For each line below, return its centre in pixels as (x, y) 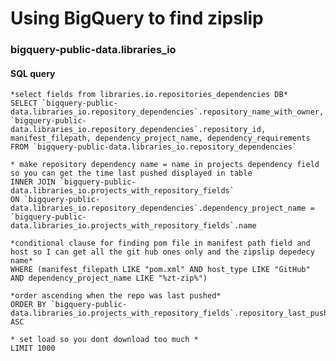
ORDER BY (28, 305)
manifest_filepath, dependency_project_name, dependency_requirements (160, 138)
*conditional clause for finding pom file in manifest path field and (160, 243)
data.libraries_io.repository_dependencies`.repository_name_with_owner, (167, 112)
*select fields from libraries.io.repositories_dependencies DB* (149, 95)
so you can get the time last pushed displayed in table (131, 173)
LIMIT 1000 (33, 348)
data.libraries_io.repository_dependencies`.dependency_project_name (158, 208)
